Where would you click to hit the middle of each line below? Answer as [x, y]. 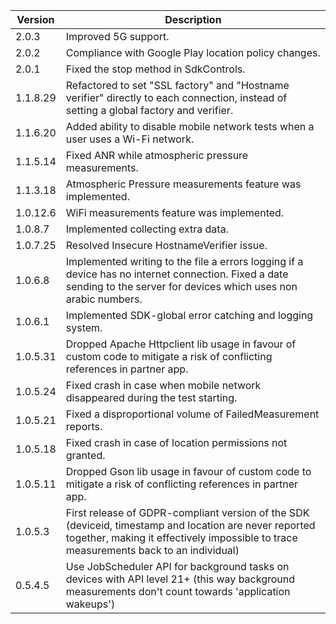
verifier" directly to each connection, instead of [176, 97]
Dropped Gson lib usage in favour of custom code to [188, 471]
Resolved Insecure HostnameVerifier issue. [166, 245]
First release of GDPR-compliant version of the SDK [187, 512]
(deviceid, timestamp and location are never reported [190, 525]
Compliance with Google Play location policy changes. [193, 52]
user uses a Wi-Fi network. [130, 139]
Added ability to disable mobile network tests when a [190, 126]
